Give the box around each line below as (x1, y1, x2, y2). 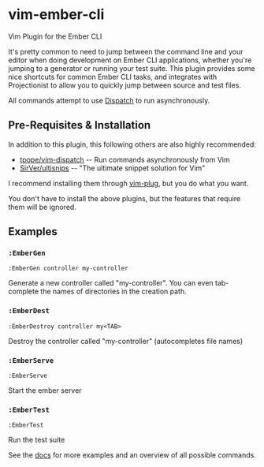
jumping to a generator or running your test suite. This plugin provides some (8, 63, 255, 73)
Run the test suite (8, 435, 65, 445)
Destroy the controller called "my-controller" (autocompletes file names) (8, 336, 244, 346)
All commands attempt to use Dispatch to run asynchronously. (8, 95, 210, 105)
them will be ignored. (8, 202, 76, 211)
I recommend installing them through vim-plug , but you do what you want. (8, 178, 249, 188)
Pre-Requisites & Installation (8, 118, 151, 132)
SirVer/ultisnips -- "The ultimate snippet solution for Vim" (19, 163, 206, 173)
